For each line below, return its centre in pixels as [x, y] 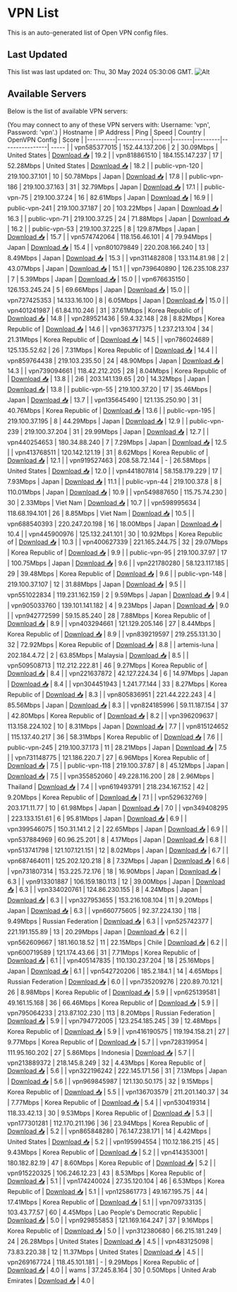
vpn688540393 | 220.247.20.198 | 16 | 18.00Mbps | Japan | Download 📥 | [115, 524]
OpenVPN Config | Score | [45, 140]
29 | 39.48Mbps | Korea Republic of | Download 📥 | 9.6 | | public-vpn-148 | [117, 574]
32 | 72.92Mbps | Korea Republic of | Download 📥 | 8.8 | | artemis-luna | [113, 644]
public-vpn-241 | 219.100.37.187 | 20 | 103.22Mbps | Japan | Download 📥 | [115, 208]
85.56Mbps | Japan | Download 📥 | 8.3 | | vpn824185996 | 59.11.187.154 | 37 [118, 705]
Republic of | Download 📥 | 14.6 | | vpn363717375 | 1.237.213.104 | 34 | [110, 329]
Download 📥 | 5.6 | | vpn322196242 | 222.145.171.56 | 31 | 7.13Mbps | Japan [117, 1070]
